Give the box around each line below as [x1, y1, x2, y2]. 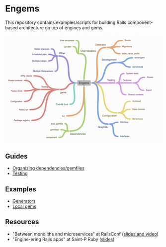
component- [127, 19, 153, 25]
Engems [5, 3, 40, 14]
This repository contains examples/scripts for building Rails [5, 19, 127, 25]
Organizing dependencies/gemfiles [12, 165, 84, 171]
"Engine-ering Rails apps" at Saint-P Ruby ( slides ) [12, 236, 115, 242]
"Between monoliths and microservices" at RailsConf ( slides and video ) [12, 231, 159, 237]
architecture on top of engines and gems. [19, 24, 104, 30]
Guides [5, 152, 28, 161]
